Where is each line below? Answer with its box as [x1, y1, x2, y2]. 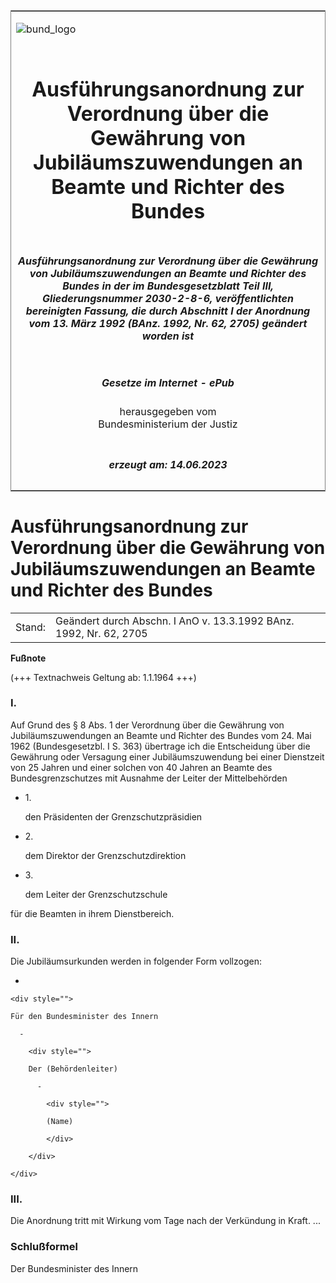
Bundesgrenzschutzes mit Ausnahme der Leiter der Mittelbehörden [10, 772, 288, 784]
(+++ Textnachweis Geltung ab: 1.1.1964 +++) [10, 671, 197, 683]
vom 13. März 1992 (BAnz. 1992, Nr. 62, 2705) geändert [28, 316, 308, 330]
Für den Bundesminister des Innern [10, 1012, 159, 1022]
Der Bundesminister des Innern [10, 1262, 139, 1274]
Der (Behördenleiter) [28, 1064, 118, 1074]
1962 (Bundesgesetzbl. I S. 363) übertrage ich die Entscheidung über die [10, 740, 311, 752]
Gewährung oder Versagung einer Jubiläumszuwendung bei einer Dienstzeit [10, 750, 325, 763]
